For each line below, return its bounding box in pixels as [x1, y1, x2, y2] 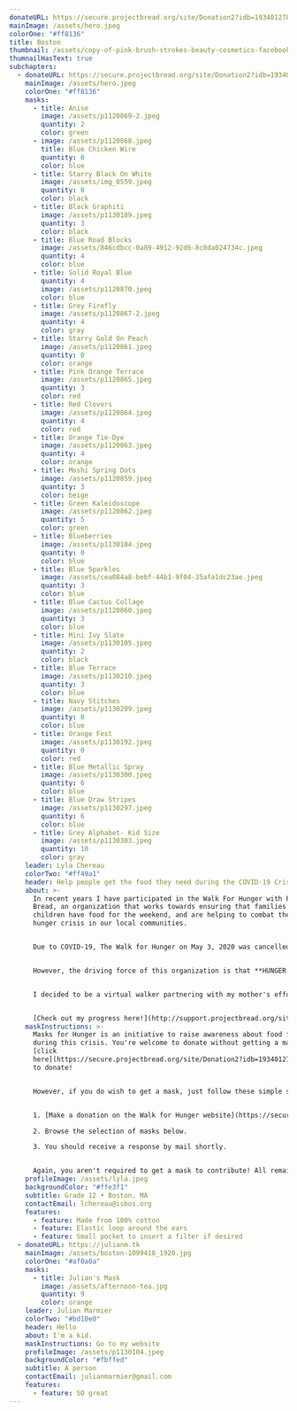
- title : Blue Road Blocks [32, 236, 133, 244]
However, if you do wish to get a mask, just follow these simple [32, 1087, 283, 1096]
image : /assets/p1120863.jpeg [41, 441, 152, 450]
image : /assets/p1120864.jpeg [41, 408, 152, 417]
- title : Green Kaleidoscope [32, 499, 141, 508]
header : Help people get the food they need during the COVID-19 [25, 878, 271, 887]
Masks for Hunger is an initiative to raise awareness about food [32, 1030, 283, 1039]
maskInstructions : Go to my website [25, 1339, 161, 1348]
